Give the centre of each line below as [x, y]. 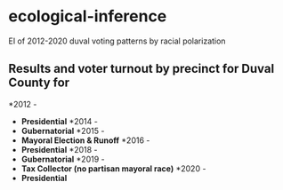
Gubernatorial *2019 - [63, 159]
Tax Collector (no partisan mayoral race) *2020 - [113, 168]
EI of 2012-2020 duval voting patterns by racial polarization [117, 41]
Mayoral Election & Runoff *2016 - [85, 140]
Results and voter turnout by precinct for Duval [141, 69]
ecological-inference [88, 16]
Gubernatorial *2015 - [63, 131]
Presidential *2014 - [60, 121]
